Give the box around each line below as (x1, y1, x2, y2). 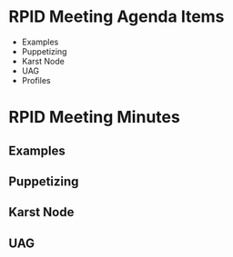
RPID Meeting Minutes (8, 107, 181, 128)
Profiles (21, 74, 51, 85)
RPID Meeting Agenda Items (8, 6, 225, 27)
